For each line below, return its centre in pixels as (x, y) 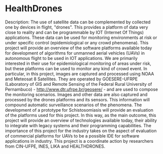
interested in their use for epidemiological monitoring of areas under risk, (78, 63)
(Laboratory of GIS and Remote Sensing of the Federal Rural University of (79, 84)
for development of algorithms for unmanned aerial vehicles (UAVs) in (75, 53)
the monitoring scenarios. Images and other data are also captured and (76, 94)
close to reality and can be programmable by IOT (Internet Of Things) (74, 32)
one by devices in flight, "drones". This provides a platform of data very (77, 27)
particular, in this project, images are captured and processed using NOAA (80, 74)
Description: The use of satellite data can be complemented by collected (78, 22)
